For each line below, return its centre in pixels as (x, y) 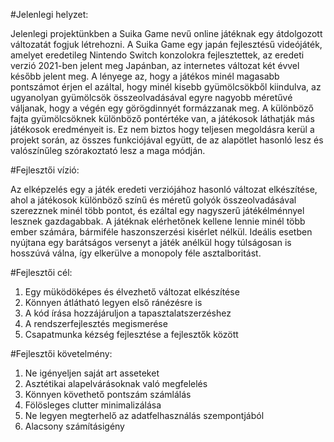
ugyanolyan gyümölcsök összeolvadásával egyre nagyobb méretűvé (151, 97)
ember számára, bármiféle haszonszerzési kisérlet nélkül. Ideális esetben (161, 232)
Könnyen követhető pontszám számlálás (108, 394)
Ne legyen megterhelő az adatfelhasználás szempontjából (144, 415)
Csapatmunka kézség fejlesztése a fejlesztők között (131, 334)
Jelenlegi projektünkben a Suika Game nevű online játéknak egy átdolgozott (166, 33)
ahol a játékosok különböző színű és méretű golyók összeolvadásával (153, 200)
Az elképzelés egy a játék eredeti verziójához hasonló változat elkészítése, (164, 189)
